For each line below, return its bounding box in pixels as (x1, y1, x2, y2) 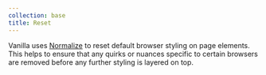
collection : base (8, 11, 66, 20)
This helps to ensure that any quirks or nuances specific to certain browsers (8, 49, 259, 58)
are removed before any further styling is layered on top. (8, 57, 194, 67)
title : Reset (8, 19, 52, 27)
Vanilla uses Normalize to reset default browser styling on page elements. (8, 40, 251, 50)
